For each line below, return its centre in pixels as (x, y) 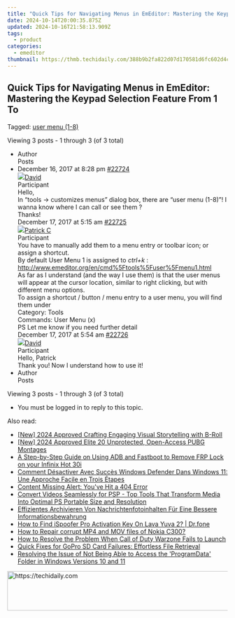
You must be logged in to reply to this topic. (80, 407)
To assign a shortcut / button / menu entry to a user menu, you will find (120, 297)
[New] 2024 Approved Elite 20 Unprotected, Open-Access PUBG (111, 442)
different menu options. (51, 290)
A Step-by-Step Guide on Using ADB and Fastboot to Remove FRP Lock (120, 457)
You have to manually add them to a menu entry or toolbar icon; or (113, 245)
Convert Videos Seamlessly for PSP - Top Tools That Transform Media (119, 494)
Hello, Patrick (37, 358)
